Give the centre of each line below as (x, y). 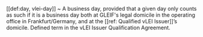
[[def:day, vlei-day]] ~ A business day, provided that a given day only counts (102, 9)
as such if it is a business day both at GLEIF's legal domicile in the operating (101, 15)
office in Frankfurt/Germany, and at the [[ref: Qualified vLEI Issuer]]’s (92, 21)
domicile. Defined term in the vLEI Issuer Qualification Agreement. (89, 27)
